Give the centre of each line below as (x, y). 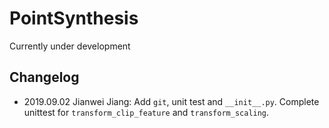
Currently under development (70, 46)
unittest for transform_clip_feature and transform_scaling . (146, 112)
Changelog (44, 77)
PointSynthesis (74, 18)
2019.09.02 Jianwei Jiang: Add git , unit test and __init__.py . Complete (171, 101)
